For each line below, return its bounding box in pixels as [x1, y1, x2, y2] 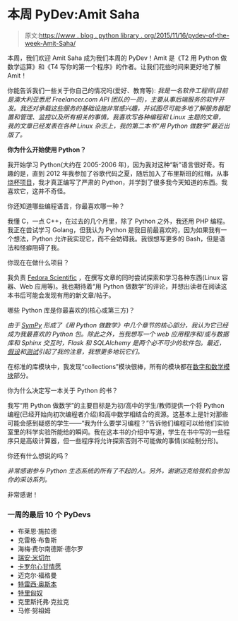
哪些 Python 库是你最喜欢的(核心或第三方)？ [7, 306, 136, 314]
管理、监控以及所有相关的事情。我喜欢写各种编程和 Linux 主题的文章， [19, 112, 225, 121]
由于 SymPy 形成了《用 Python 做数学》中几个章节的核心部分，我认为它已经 [7, 320, 229, 329]
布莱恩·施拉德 [17, 527, 57, 536]
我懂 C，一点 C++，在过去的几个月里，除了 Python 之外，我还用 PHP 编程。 [7, 217, 230, 225]
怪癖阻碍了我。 [19, 243, 64, 251]
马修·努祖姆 [17, 606, 51, 615]
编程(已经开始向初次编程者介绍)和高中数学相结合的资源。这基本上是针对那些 [7, 410, 229, 418]
